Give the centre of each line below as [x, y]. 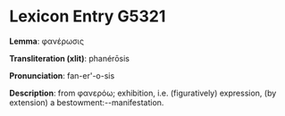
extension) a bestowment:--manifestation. [87, 102]
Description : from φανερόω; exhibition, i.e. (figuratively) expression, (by [143, 93]
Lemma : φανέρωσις [47, 41]
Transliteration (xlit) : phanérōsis [69, 58]
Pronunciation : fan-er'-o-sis [62, 75]
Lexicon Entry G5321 [88, 17]
